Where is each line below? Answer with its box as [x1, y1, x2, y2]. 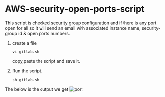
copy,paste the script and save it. [12, 58, 80, 64]
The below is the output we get [5, 86, 69, 92]
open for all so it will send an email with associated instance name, [5, 25, 141, 31]
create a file [12, 40, 37, 46]
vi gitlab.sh [12, 49, 40, 54]
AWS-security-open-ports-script [5, 3, 145, 15]
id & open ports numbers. [18, 30, 70, 36]
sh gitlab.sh [12, 77, 40, 82]
